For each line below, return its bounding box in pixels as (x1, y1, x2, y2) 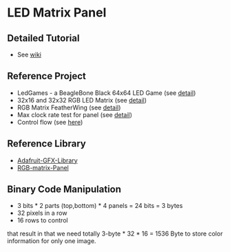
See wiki (17, 50, 41, 59)
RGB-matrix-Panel (17, 163, 69, 171)
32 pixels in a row (17, 209, 67, 218)
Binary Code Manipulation (7, 184, 122, 196)
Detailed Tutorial (7, 32, 80, 44)
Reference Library (7, 138, 86, 149)
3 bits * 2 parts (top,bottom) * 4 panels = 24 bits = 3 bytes (17, 202, 183, 210)
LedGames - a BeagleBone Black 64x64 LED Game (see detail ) (17, 88, 196, 97)
